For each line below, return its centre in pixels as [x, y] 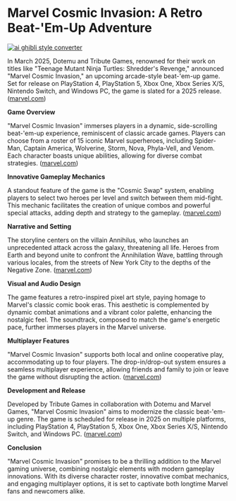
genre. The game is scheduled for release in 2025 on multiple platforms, [122, 419]
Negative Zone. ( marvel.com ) [50, 269]
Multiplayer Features [38, 341]
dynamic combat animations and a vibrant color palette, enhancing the [110, 312]
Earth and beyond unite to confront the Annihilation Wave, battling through [115, 255]
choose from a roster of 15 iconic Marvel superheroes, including [100, 140]
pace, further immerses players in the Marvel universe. [87, 327]
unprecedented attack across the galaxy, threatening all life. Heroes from [113, 247]
